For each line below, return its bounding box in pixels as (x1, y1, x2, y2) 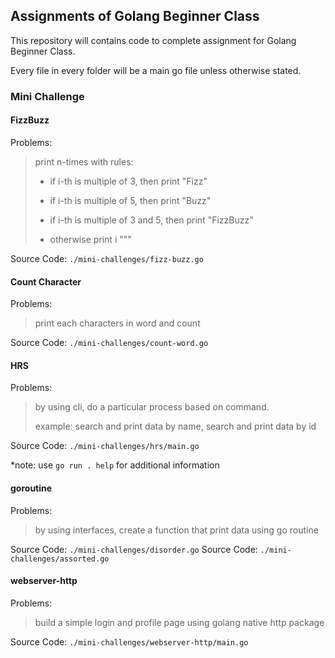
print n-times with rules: (34, 155, 134, 168)
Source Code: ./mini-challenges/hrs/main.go (10, 440, 200, 452)
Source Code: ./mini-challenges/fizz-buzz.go (10, 252, 204, 264)
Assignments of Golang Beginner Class (10, 8, 260, 25)
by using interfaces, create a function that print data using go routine (34, 524, 319, 536)
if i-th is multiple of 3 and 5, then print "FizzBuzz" (49, 214, 254, 226)
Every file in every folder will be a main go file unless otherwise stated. (10, 64, 302, 76)
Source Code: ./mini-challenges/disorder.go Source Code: (10, 543, 258, 555)
